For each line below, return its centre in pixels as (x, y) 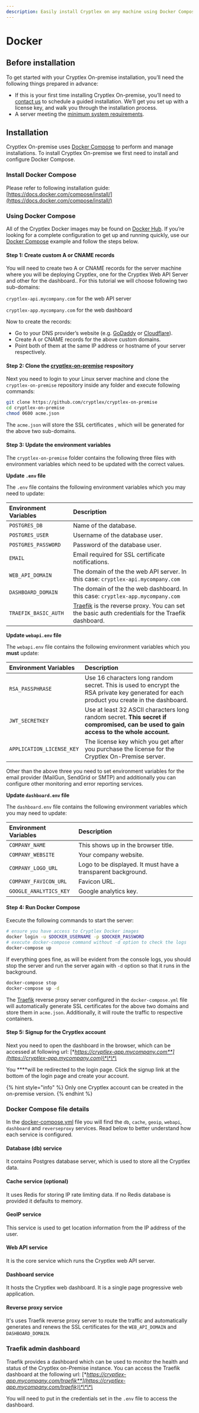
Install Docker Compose (41, 175)
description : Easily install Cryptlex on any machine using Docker (91, 12)
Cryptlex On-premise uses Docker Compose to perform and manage (90, 147)
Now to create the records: (39, 322)
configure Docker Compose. (41, 159)
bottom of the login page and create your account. (68, 1076)
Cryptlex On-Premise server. (125, 757)
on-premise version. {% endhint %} (49, 1093)
